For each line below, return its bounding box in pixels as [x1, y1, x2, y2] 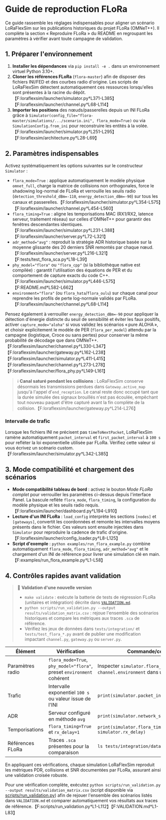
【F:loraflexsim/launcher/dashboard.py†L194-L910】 [12, 508, 120, 514]
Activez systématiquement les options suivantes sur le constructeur [5, 162, 143, 169]
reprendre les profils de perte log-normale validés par [12, 295, 122, 301]
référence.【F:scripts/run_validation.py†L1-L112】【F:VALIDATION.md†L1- [11, 804, 159, 810]
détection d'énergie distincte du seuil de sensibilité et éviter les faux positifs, [5, 316, 161, 322]
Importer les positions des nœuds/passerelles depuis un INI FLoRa [12, 107, 150, 113]
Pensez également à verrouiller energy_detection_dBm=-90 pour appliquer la [5, 311, 159, 317]
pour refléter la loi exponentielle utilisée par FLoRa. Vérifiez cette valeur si [5, 439, 156, 446]
